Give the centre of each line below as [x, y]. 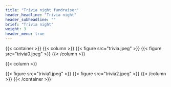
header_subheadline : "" [31, 19]
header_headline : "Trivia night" [41, 15]
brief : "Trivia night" [29, 24]
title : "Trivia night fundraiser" [42, 10]
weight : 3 [16, 29]
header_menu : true [25, 34]
